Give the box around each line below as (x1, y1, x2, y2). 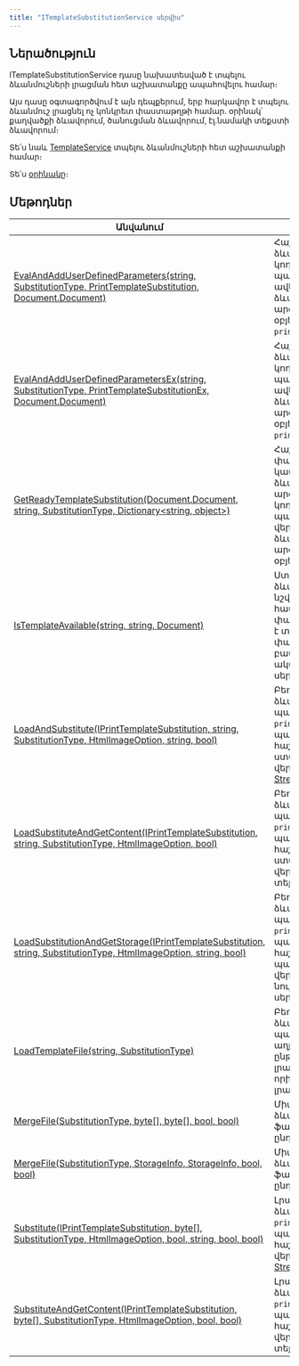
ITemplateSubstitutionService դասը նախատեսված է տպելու (9, 70, 246, 80)
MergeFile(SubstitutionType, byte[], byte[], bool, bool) (13, 1115, 240, 1127)
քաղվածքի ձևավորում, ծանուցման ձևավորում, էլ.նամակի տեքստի (9, 115, 290, 126)
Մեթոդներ (9, 194, 73, 209)
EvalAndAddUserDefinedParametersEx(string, (13, 373, 206, 386)
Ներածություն (9, 46, 96, 61)
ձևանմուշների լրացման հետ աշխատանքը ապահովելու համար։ (9, 79, 278, 90)
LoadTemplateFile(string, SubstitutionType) (13, 1044, 194, 1057)
